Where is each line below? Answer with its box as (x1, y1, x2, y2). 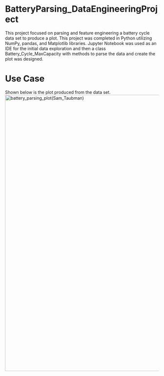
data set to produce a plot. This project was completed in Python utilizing (5, 35, 152, 41)
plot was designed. (5, 56, 43, 62)
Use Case (5, 73, 45, 84)
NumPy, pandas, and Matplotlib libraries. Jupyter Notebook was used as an (5, 40, 157, 46)
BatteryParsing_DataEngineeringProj (5, 3, 158, 15)
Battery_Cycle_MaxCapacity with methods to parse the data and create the (5, 50, 155, 57)
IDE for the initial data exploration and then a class (5, 45, 106, 51)
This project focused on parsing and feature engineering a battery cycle (5, 30, 150, 36)
